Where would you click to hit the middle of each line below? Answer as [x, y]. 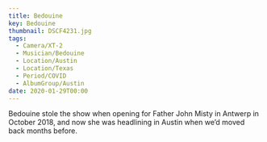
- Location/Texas [45, 69]
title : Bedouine [35, 16]
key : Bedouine [32, 23]
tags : [17, 38]
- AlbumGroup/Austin [50, 83]
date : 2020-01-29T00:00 [48, 91]
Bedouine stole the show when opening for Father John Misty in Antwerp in [134, 114]
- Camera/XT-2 [39, 46]
